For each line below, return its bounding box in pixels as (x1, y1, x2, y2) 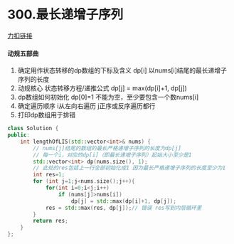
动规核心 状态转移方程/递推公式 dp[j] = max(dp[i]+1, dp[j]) (17, 84, 187, 92)
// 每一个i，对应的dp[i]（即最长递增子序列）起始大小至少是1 (33, 151, 192, 159)
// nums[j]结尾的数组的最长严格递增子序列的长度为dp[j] (33, 144, 181, 152)
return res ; (33, 218, 69, 225)
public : (7, 132, 31, 139)
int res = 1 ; (33, 171, 65, 179)
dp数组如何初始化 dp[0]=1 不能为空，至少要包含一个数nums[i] (17, 93, 199, 102)
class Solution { (7, 125, 59, 132)
